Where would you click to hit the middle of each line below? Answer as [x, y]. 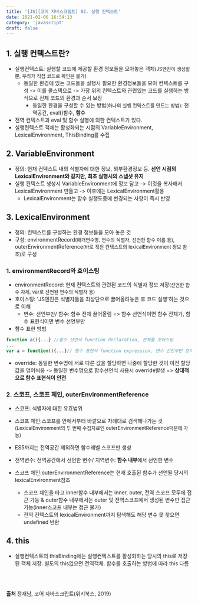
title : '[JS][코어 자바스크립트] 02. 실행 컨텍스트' [63, 12]
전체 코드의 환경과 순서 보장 [71, 98]
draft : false [22, 28]
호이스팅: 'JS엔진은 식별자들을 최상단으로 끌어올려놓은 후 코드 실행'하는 [96, 299]
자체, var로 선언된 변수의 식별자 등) [58, 292]
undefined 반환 [42, 522]
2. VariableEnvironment [50, 154]
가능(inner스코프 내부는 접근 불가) [62, 507]
